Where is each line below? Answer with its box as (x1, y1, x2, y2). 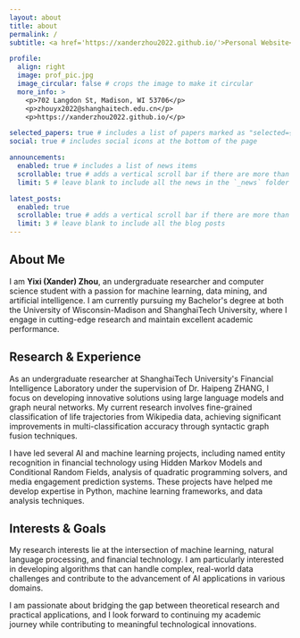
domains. (9, 583, 44, 593)
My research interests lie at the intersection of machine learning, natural (9, 545, 274, 556)
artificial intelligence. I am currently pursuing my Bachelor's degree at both (9, 294, 284, 305)
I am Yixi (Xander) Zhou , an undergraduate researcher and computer (9, 276, 264, 286)
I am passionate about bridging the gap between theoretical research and (9, 600, 279, 611)
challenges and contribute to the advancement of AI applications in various (9, 574, 286, 584)
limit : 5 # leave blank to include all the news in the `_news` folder (17, 178, 290, 187)
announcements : (9, 153, 66, 162)
